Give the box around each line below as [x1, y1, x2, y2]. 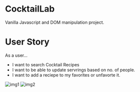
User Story [5, 36, 50, 47]
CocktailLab [5, 3, 55, 15]
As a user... [5, 52, 28, 58]
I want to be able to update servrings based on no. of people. [12, 67, 136, 73]
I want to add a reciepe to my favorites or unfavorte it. [12, 72, 120, 78]
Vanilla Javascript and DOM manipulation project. [5, 19, 104, 25]
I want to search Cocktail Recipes [12, 61, 80, 67]
